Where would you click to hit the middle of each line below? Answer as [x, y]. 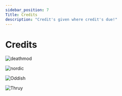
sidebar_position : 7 [27, 10]
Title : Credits [21, 15]
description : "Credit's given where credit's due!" [61, 19]
